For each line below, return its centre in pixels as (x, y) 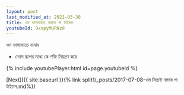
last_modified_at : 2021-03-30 (44, 17)
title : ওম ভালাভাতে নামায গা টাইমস (39, 22)
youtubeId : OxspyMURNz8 (36, 28)
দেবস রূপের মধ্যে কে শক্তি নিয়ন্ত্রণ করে (46, 57)
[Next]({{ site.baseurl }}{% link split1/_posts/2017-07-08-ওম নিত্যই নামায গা (92, 80)
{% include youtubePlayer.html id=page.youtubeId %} (72, 68)
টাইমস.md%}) (21, 87)
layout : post (22, 12)
